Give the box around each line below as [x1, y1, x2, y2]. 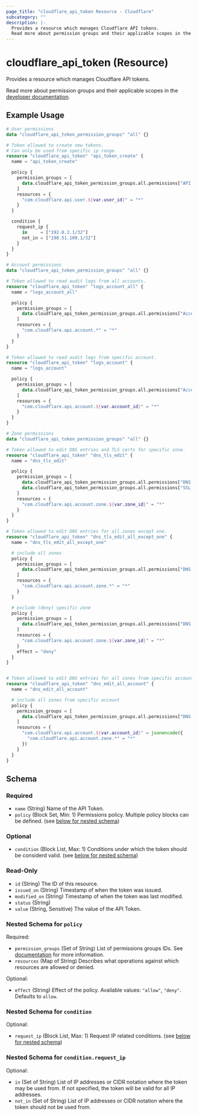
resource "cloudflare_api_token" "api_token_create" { [6, 153, 144, 159]
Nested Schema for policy [6, 920, 82, 928]
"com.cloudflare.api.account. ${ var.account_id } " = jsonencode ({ [21, 730, 183, 736]
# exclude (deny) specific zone [11, 605, 91, 611]
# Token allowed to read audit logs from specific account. [6, 354, 157, 360]
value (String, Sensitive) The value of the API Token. [14, 905, 141, 912]
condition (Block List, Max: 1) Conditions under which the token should [14, 846, 187, 853]
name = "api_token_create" [11, 159, 78, 165]
